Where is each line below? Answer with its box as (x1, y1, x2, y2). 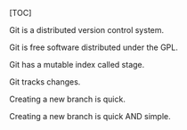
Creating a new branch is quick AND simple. (9, 111, 171, 121)
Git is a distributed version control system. (9, 25, 165, 35)
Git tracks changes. (9, 77, 81, 87)
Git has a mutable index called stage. (9, 60, 145, 69)
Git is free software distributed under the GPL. (9, 42, 178, 53)
